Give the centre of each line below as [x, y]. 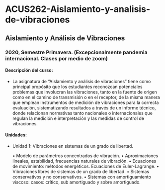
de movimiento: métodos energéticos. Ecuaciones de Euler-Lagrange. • [86, 166]
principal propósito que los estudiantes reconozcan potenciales [77, 87]
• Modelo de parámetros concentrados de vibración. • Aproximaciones [85, 156]
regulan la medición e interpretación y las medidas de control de [78, 118]
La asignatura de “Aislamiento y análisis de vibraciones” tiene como [82, 81]
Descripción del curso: [29, 70]
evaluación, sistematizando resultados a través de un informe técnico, [84, 107]
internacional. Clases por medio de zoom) [57, 58]
